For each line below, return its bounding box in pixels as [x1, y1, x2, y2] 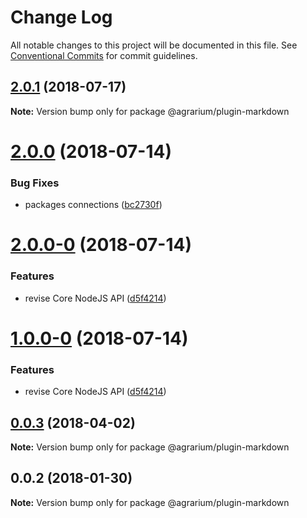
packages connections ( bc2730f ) [24, 199, 163, 211]
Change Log [10, 6, 113, 29]
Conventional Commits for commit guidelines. [10, 49, 198, 61]
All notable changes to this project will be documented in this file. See [10, 39, 298, 51]
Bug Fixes [10, 176, 60, 190]
